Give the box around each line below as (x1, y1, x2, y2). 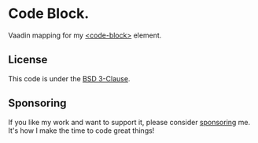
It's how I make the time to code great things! (8, 126, 155, 135)
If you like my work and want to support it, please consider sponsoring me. (8, 117, 251, 127)
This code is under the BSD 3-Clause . (8, 73, 131, 83)
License (8, 53, 48, 66)
